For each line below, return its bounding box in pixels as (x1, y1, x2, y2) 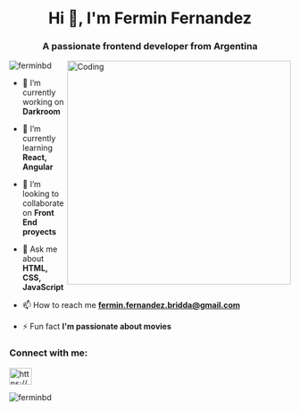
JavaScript (21, 282, 64, 293)
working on (21, 97, 64, 107)
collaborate (21, 198, 64, 209)
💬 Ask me (21, 244, 58, 254)
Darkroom (21, 107, 61, 117)
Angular (21, 161, 54, 173)
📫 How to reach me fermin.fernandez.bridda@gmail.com (21, 300, 241, 311)
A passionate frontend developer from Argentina (42, 40, 258, 53)
